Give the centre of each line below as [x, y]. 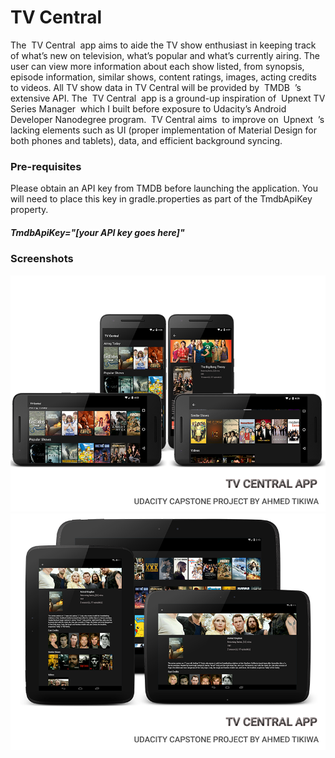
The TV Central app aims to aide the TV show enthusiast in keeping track [163, 45]
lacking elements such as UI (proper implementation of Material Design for [163, 130]
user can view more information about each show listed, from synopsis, [157, 66]
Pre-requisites [46, 166]
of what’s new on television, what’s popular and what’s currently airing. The [165, 55]
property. [29, 210]
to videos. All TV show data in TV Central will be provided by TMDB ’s [156, 87]
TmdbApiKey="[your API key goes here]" [97, 232]
